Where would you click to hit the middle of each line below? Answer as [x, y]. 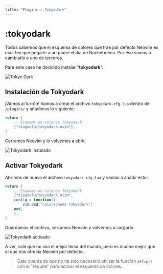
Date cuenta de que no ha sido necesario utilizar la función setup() [85, 261]
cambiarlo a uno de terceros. [34, 58]
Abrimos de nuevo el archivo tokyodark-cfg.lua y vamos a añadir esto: [77, 177]
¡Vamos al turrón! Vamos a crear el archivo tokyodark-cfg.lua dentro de [77, 104]
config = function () [35, 200]
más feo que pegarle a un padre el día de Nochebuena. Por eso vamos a [78, 52]
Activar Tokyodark [34, 166]
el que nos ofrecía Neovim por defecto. [45, 252]
